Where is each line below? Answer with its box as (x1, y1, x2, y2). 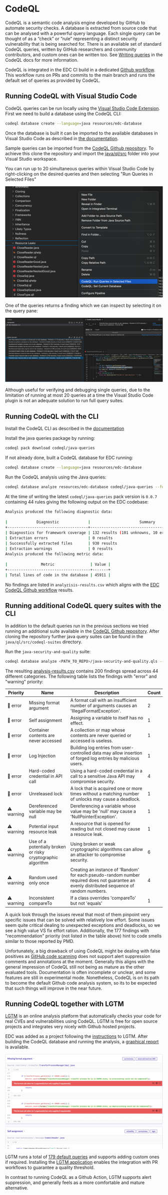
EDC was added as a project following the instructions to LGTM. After (5, 1033, 148, 1039)
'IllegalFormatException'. (70, 707, 121, 713)
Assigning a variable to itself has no (70, 714, 143, 721)
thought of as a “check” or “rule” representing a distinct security (5, 36, 137, 42)
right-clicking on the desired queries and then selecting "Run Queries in (5, 171, 153, 177)
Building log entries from (70, 745, 121, 751)
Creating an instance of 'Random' (70, 867, 139, 873)
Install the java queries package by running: (5, 435, 95, 441)
